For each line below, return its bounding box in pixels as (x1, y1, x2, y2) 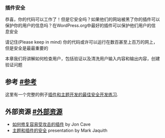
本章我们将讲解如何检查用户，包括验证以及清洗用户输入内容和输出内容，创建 (5, 55, 160, 62)
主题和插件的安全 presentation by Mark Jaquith (12, 127, 108, 133)
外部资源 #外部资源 (5, 107, 63, 116)
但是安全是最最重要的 (5, 45, 48, 51)
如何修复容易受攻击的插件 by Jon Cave (12, 121, 91, 127)
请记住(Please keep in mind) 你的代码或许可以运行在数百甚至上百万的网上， (5, 39, 158, 45)
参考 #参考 (5, 78, 37, 86)
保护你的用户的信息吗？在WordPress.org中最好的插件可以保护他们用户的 (5, 23, 152, 28)
